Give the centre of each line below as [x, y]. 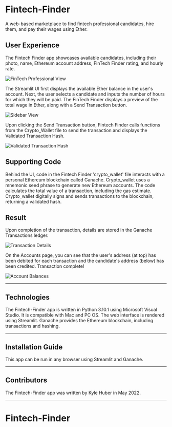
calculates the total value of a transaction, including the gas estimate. [79, 191]
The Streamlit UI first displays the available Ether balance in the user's [79, 88]
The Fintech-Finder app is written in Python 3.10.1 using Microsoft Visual [81, 310]
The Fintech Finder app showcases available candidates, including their [81, 58]
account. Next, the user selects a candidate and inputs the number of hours [85, 94]
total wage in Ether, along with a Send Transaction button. [66, 105]
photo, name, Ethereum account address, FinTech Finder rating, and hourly [84, 63]
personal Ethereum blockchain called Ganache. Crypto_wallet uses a [78, 180]
